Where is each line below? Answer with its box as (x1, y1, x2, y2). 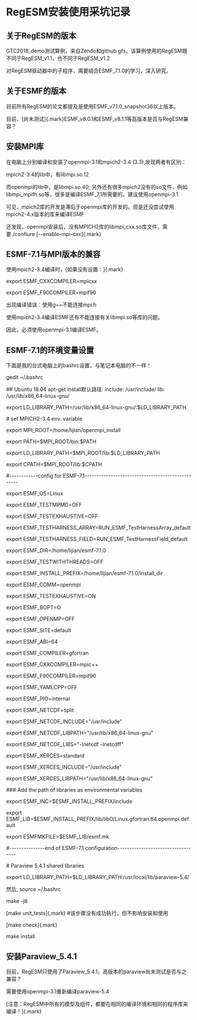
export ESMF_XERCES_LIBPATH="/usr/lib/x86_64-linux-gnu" (6, 775, 153, 782)
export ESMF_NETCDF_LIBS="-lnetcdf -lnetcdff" (6, 741, 124, 748)
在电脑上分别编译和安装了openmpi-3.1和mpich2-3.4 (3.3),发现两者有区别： (6, 158, 187, 165)
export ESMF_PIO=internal (6, 695, 71, 702)
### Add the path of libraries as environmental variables (6, 786, 143, 793)
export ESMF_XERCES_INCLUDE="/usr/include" (6, 763, 122, 771)
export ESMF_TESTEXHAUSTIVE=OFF (6, 513, 98, 520)
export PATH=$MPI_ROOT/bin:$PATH (6, 438, 97, 445)
